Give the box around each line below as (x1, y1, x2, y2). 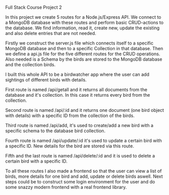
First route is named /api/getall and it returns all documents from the (5, 87, 148, 93)
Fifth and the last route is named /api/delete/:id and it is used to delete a (5, 153, 155, 159)
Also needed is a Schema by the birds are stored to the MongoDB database (5, 56, 162, 62)
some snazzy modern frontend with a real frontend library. (5, 184, 127, 190)
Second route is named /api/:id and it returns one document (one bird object (5, 107, 164, 113)
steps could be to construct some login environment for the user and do (5, 179, 155, 184)
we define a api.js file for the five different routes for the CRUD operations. (5, 51, 160, 57)
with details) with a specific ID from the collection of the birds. (5, 112, 135, 119)
